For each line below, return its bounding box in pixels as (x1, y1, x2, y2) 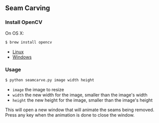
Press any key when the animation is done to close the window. (5, 112, 135, 118)
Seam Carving (5, 4, 51, 12)
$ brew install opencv (5, 40, 52, 45)
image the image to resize (12, 86, 65, 92)
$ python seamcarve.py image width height (5, 77, 94, 82)
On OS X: (5, 30, 24, 36)
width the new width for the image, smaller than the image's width (12, 92, 148, 98)
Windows (12, 54, 32, 60)
